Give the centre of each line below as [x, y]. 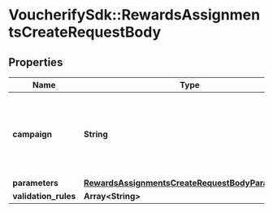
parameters [35, 183]
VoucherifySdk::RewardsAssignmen [134, 15]
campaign [32, 134]
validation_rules [44, 196]
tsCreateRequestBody [85, 32]
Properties [36, 62]
